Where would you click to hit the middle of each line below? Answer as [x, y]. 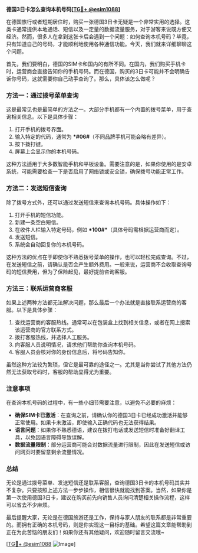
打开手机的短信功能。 [40, 214]
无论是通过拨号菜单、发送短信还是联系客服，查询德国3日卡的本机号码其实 [95, 483]
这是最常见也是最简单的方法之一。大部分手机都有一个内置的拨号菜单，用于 [96, 109]
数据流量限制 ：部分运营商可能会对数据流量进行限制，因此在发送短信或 [100, 445]
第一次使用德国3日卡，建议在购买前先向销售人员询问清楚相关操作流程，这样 [98, 497]
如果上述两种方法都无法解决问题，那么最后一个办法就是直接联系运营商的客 [96, 302]
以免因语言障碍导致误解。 [56, 437]
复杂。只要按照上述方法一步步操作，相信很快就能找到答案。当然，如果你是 [101, 490]
